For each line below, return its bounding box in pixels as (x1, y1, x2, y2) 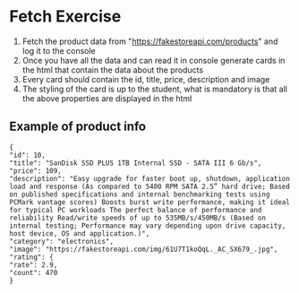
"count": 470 (9, 268, 58, 277)
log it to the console (21, 45, 96, 56)
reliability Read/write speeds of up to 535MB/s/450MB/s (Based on (9, 213, 267, 222)
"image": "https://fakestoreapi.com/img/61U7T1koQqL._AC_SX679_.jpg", (9, 245, 278, 254)
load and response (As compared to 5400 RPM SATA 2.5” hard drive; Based (9, 182, 291, 191)
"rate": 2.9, (9, 260, 58, 270)
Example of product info (9, 119, 146, 134)
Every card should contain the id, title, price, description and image (21, 73, 270, 84)
